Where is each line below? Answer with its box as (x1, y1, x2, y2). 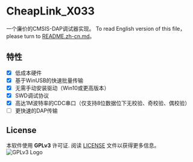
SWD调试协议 (14, 92, 49, 99)
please (6, 32, 23, 40)
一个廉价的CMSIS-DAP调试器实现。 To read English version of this (6, 25, 171, 32)
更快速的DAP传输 (14, 107, 59, 114)
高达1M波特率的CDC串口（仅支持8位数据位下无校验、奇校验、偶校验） (14, 100, 191, 106)
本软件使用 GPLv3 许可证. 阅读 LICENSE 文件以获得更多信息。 (6, 141, 160, 149)
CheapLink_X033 (6, 4, 95, 18)
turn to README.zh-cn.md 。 (24, 32, 95, 40)
